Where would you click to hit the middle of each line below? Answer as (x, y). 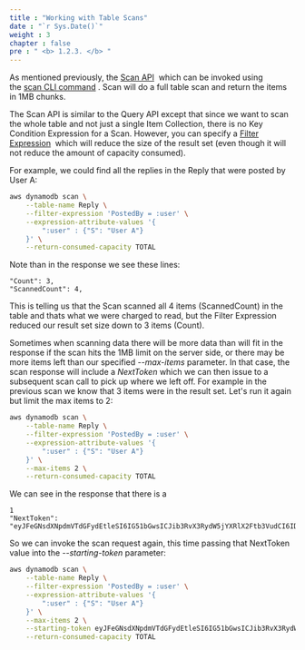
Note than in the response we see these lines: (95, 265)
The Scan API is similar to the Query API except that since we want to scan (149, 114)
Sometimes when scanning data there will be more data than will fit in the (146, 343)
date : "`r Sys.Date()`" (56, 26)
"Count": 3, (32, 281)
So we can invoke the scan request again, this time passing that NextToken (150, 543)
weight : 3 (30, 34)
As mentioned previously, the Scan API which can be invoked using (136, 77)
